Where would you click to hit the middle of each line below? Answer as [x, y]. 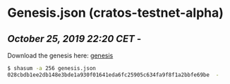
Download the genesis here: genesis [60, 55]
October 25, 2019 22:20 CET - [74, 39]
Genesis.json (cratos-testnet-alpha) [116, 13]
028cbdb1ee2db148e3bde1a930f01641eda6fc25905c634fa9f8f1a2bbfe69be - [113, 75]
